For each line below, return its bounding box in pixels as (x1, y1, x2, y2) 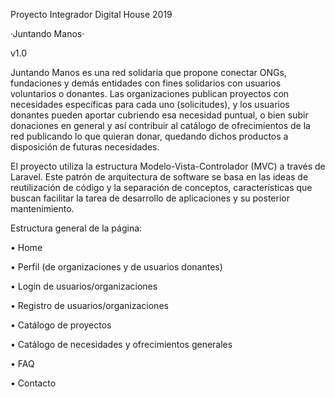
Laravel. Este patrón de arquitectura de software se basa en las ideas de (10, 171, 309, 183)
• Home (10, 242, 43, 253)
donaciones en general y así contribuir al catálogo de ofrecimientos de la (10, 120, 311, 131)
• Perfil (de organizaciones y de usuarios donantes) (10, 261, 223, 273)
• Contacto (10, 377, 57, 389)
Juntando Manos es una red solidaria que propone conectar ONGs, (10, 67, 287, 78)
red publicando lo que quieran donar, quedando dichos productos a (10, 130, 289, 142)
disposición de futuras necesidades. (10, 141, 160, 153)
